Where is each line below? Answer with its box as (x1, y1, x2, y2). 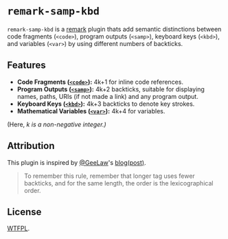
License (7, 206, 42, 218)
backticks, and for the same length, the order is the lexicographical (23, 179, 214, 187)
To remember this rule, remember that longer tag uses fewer (23, 172, 196, 180)
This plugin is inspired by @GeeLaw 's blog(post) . (7, 158, 146, 166)
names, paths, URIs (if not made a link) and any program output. (16, 92, 199, 100)
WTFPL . (7, 225, 30, 233)
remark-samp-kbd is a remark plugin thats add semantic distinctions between (7, 25, 222, 33)
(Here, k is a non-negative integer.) (7, 120, 106, 128)
